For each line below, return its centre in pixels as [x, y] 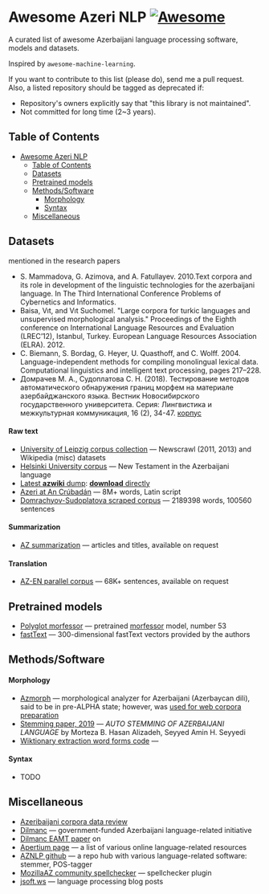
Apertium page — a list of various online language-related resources [133, 847]
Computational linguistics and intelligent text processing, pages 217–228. [141, 370]
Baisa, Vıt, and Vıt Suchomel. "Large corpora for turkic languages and [135, 310]
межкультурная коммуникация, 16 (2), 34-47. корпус [111, 413]
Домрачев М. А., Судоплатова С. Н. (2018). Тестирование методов [134, 378]
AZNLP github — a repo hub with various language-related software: [133, 855]
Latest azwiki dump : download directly [85, 483]
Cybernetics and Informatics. [68, 302]
